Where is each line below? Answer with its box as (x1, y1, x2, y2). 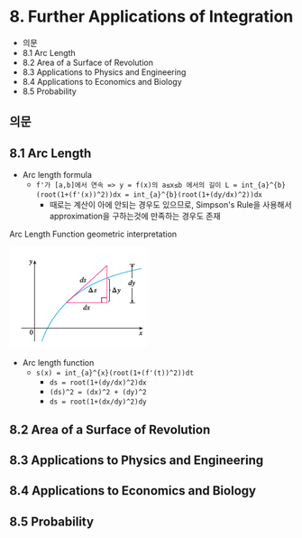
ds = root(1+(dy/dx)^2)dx (49, 378, 147, 387)
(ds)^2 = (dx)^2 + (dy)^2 (49, 388, 147, 397)
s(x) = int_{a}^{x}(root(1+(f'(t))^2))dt (35, 368, 194, 378)
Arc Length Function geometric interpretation (9, 228, 178, 240)
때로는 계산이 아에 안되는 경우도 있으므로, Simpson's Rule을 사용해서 (49, 199, 292, 210)
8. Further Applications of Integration (9, 6, 294, 27)
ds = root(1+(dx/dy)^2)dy (49, 397, 147, 407)
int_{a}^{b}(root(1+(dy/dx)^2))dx (133, 190, 263, 199)
